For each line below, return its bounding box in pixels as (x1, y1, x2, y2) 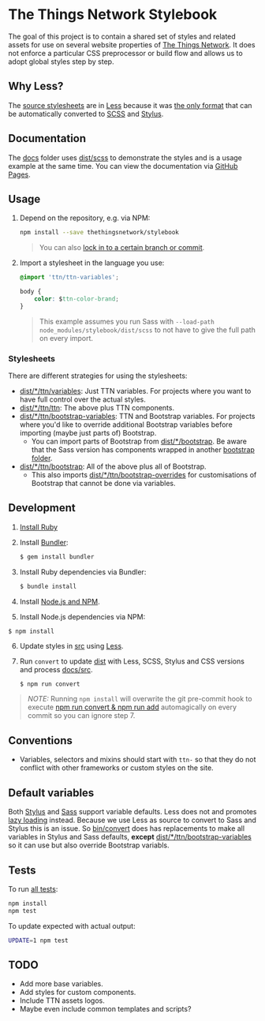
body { (19, 288, 42, 296)
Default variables (8, 786, 95, 799)
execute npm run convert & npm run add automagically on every (27, 702, 237, 712)
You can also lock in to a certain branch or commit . (39, 243, 205, 252)
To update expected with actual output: (8, 921, 136, 930)
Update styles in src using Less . (19, 641, 124, 650)
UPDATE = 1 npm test (8, 937, 69, 944)
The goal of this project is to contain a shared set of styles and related (8, 32, 237, 41)
